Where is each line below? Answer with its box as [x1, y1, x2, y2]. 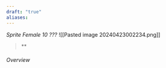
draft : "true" [6, 8, 42, 15]
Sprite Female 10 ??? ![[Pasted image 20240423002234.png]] [6, 31, 161, 38]
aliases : [6, 14, 28, 20]
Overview [6, 57, 30, 64]
